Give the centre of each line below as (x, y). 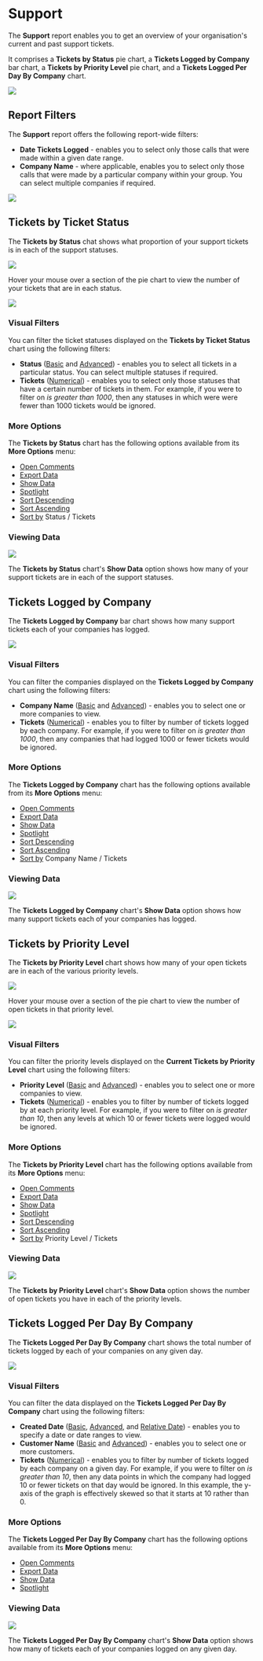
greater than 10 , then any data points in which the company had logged (135, 1476)
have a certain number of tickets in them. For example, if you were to (131, 389)
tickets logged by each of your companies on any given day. (106, 1350)
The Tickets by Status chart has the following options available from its (124, 443)
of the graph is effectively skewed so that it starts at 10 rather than (142, 1493)
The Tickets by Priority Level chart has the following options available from (130, 1164)
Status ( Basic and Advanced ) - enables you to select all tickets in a (128, 363)
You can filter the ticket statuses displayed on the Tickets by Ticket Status (129, 340)
